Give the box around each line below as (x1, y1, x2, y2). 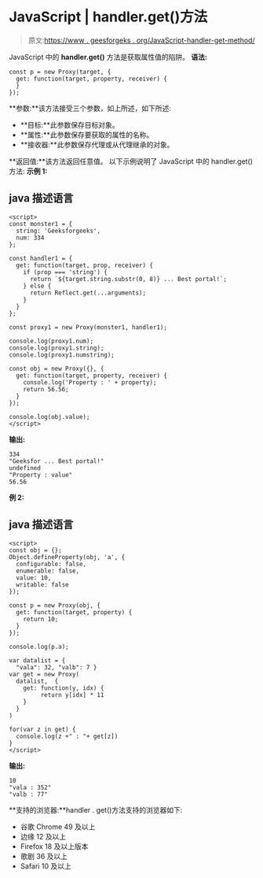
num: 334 (16, 234, 45, 242)
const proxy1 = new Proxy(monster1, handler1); (9, 323, 168, 332)
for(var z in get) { (9, 725, 77, 733)
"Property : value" (9, 471, 73, 479)
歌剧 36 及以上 (20, 851, 68, 861)
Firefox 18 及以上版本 (20, 841, 89, 851)
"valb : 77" (9, 790, 48, 798)
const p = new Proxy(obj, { (9, 601, 101, 609)
